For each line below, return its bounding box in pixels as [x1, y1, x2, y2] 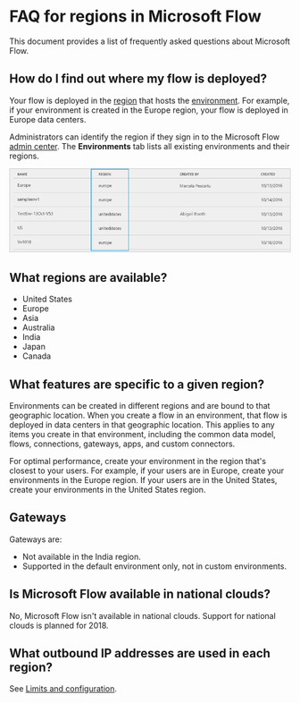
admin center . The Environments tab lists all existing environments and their [9, 140, 290, 151]
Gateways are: [9, 534, 62, 545]
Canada [21, 351, 52, 361]
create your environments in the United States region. [9, 484, 206, 495]
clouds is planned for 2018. [9, 620, 109, 631]
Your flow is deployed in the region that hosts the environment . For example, [9, 95, 290, 106]
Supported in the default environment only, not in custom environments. [21, 561, 287, 572]
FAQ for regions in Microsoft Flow [9, 6, 262, 27]
